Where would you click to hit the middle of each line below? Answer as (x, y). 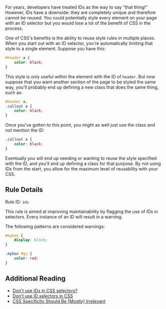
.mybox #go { (19, 254)
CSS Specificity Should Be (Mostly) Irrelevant (59, 301)
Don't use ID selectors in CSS (43, 296)
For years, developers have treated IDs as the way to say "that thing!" (77, 7)
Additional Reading (35, 279)
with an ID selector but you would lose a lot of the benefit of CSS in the (78, 23)
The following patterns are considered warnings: (55, 226)
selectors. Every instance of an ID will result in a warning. (64, 217)
